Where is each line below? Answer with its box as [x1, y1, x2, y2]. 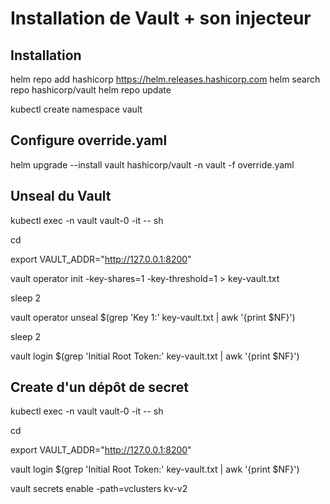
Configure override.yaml [10, 132, 168, 149]
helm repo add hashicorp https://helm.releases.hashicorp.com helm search [10, 73, 321, 85]
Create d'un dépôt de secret [10, 379, 190, 396]
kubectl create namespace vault [10, 103, 143, 115]
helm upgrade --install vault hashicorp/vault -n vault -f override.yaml [10, 158, 295, 171]
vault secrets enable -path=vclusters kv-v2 [10, 483, 188, 495]
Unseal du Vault [10, 188, 112, 205]
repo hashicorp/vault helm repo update [10, 84, 172, 96]
